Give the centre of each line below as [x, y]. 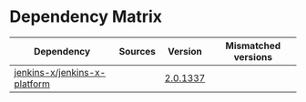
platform [32, 84]
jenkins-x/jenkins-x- [60, 72]
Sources [138, 51]
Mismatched [253, 46]
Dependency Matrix [86, 17]
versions [253, 56]
